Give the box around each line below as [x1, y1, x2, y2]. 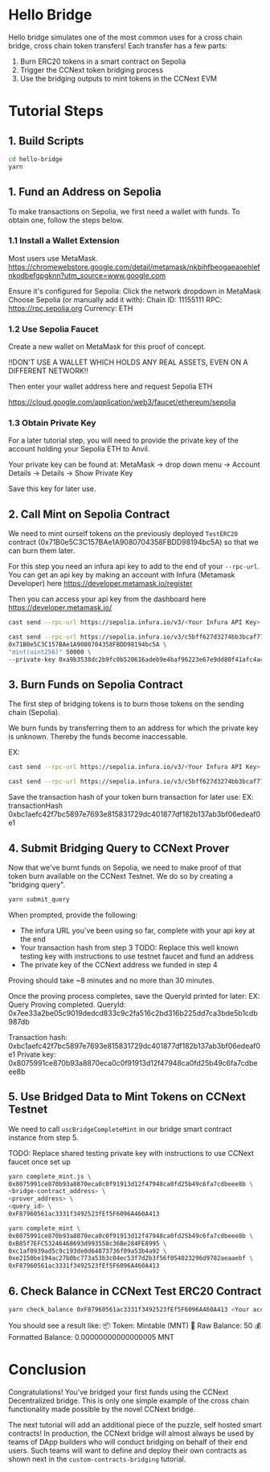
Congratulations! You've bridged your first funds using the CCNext [8, 1387, 229, 1396]
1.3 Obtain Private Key [8, 418, 96, 429]
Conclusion [8, 1361, 87, 1379]
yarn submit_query [8, 895, 70, 904]
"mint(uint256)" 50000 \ [8, 647, 92, 656]
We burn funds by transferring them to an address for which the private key [8, 723, 259, 733]
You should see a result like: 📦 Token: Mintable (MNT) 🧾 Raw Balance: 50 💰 [8, 1320, 262, 1330]
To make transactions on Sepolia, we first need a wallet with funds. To [8, 206, 240, 216]
